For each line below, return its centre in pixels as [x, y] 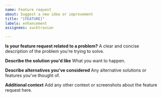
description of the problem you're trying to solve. [55, 51]
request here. [19, 90]
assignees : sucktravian [29, 28]
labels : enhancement [26, 23]
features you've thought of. [33, 75]
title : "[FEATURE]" [25, 19]
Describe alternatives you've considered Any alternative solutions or [76, 70]
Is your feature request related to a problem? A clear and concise [72, 46]
